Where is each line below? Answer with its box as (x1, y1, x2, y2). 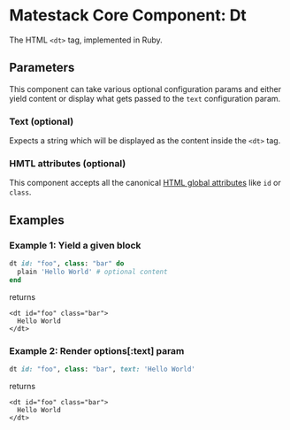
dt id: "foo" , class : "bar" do (9, 259, 125, 268)
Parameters (9, 60, 75, 75)
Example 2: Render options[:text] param (9, 344, 185, 357)
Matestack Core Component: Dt (9, 5, 248, 26)
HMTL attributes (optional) (9, 157, 126, 169)
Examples (9, 212, 65, 227)
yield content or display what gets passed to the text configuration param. (9, 93, 281, 104)
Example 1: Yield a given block (9, 239, 141, 251)
